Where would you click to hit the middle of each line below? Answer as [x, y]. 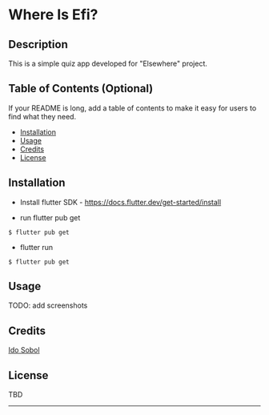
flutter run [36, 247]
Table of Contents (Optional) [81, 89]
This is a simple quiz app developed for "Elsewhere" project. [108, 63]
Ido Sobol [24, 350]
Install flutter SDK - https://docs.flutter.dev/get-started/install [120, 202]
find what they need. [42, 116]
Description [38, 44]
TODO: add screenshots [48, 305]
